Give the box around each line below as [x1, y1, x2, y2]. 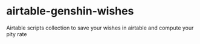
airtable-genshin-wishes [6, 4, 134, 18]
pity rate [6, 30, 27, 37]
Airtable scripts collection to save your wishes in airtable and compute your [6, 24, 194, 31]
